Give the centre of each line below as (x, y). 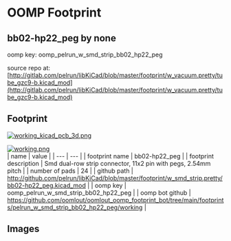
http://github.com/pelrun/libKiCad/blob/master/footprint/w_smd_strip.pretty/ (115, 178)
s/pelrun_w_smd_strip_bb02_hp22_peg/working (75, 207)
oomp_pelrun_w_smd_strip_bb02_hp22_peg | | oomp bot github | (99, 192)
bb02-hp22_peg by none (62, 38)
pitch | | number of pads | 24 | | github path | (70, 171)
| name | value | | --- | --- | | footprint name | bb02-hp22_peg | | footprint (111, 156)
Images (23, 229)
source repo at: (29, 68)
